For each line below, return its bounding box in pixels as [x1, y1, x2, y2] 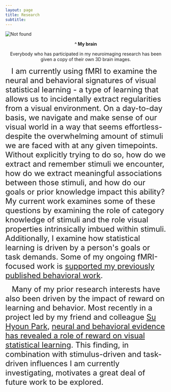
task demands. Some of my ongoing [5, 252, 136, 262]
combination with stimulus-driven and [5, 349, 141, 359]
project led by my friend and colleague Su [5, 312, 156, 322]
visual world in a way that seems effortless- [5, 122, 162, 132]
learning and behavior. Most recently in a [5, 303, 153, 313]
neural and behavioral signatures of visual [5, 75, 156, 86]
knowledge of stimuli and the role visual [5, 215, 149, 225]
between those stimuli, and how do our [5, 178, 145, 188]
